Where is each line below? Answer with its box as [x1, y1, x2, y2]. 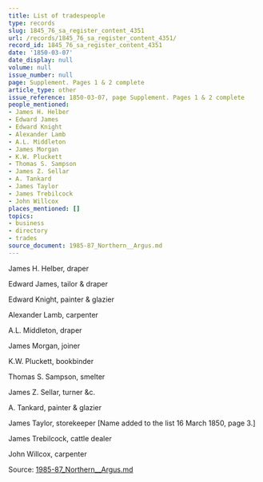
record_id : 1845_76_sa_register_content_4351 [8, 41, 162, 49]
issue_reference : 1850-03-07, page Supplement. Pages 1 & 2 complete [8, 93, 245, 101]
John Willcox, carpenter [8, 448, 87, 459]
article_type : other [8, 85, 78, 94]
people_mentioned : [8, 101, 70, 109]
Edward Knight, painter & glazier [8, 294, 114, 304]
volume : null [8, 64, 52, 72]
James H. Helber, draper [8, 263, 90, 273]
